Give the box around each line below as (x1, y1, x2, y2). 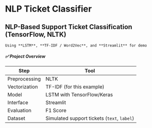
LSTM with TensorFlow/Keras (45, 91, 113, 98)
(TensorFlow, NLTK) (5, 30, 67, 38)
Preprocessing (7, 75, 41, 82)
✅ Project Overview (5, 53, 46, 59)
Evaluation (7, 107, 32, 113)
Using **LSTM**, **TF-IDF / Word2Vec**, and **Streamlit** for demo (5, 43, 147, 48)
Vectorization (7, 83, 38, 90)
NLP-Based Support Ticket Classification (5, 23, 133, 31)
